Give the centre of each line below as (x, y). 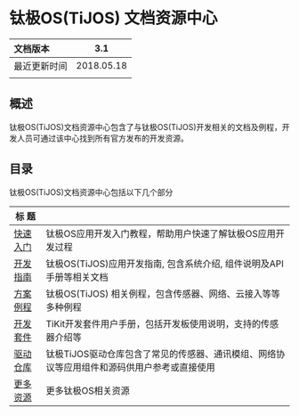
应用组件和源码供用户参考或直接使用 (139, 367)
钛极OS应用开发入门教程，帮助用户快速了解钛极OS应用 (161, 233)
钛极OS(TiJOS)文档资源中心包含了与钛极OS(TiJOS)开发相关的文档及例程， (146, 126)
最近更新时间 (41, 66)
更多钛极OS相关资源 (88, 390)
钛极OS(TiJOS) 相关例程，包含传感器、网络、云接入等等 (163, 293)
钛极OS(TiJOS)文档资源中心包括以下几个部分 (91, 192)
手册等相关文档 (77, 277)
